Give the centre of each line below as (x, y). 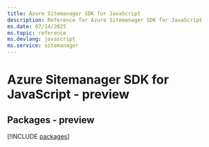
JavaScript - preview (69, 95)
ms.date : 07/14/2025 (37, 26)
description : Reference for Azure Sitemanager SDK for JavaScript (105, 20)
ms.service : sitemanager (43, 46)
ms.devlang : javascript (42, 39)
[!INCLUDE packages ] (38, 136)
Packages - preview (51, 120)
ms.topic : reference (37, 33)
